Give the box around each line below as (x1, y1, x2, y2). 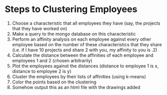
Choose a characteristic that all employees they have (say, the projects (12, 20, 160, 26)
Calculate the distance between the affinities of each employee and (12, 52, 153, 58)
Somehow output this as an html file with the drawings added (12, 84, 141, 90)
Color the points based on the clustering (12, 79, 97, 85)
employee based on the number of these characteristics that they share (12, 41, 162, 47)
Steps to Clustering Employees (5, 4, 138, 15)
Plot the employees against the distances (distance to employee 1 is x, (12, 63, 159, 69)
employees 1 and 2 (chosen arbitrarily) (12, 57, 92, 63)
